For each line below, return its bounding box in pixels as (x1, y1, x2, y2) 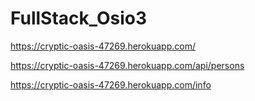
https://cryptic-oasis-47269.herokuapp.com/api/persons (10, 59, 245, 71)
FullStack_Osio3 (10, 7, 148, 30)
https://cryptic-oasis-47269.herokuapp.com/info (10, 78, 212, 91)
